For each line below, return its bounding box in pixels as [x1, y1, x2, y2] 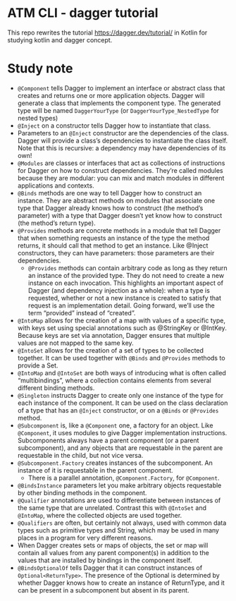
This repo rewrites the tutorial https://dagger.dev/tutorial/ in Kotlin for [7, 28, 208, 37]
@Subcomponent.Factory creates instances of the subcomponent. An [17, 459, 213, 467]
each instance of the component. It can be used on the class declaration [17, 399, 228, 407]
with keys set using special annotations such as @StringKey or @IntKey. [17, 323, 227, 332]
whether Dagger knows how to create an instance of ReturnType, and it [17, 578, 225, 587]
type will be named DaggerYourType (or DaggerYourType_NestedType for [17, 106, 220, 114]
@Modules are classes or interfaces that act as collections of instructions [17, 159, 225, 167]
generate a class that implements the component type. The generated [17, 99, 221, 107]
